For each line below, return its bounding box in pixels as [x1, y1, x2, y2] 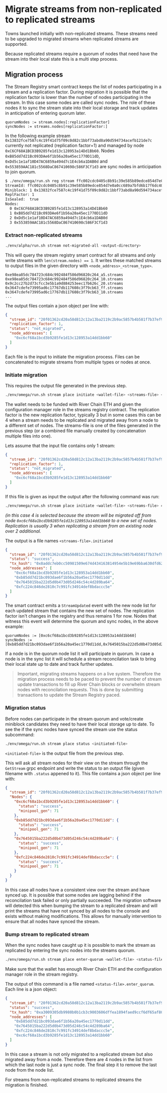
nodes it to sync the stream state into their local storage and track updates [5, 104, 158, 110]
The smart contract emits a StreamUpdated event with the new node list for [5, 603, 157, 609]
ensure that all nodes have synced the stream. [5, 918, 100, 924]
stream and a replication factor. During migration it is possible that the [5, 89, 148, 95]
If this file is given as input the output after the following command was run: [5, 493, 160, 499]
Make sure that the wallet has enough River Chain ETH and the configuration [5, 966, 162, 972]
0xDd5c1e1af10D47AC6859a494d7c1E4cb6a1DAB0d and [5, 158, 108, 164]
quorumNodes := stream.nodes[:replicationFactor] [5, 119, 110, 125]
